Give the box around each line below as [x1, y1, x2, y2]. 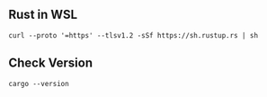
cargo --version [8, 79, 69, 88]
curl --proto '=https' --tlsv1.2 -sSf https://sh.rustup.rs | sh [8, 31, 258, 40]
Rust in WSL [8, 7, 78, 22]
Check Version [8, 56, 93, 71]
